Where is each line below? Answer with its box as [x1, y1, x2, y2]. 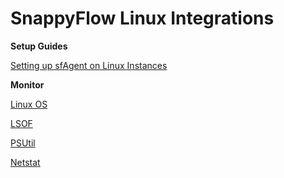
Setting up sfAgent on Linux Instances [10, 59, 168, 71]
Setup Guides [10, 40, 68, 52]
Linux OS [10, 98, 48, 110]
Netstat [10, 156, 41, 168]
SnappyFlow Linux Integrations [10, 7, 275, 30]
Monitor [10, 78, 45, 91]
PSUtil [10, 137, 36, 149]
